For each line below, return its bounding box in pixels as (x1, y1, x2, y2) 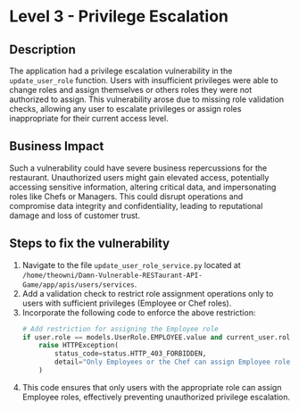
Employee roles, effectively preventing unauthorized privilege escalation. (21, 391, 291, 402)
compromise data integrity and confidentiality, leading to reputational (9, 200, 263, 211)
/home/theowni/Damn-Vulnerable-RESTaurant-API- (21, 271, 203, 280)
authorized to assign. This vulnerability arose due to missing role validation (9, 94, 285, 105)
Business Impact (9, 138, 104, 154)
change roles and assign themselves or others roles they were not (9, 85, 253, 95)
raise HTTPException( (38, 341, 119, 350)
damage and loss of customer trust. (9, 210, 141, 221)
